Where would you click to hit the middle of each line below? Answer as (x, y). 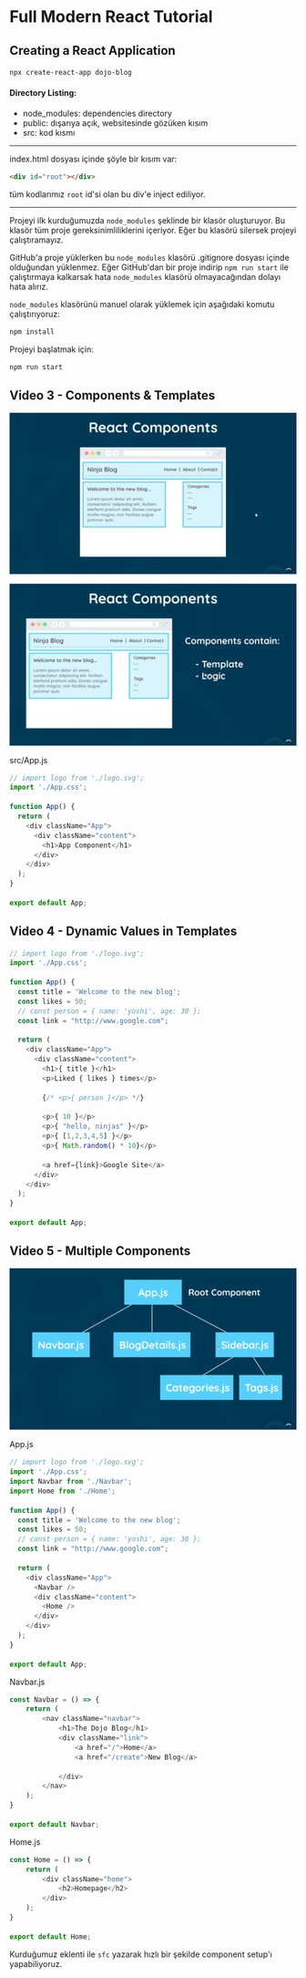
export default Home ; (51, 1937)
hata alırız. (29, 286)
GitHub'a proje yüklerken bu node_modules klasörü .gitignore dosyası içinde (149, 257)
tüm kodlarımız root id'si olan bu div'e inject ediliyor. (107, 194)
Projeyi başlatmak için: (51, 349)
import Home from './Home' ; (63, 1491)
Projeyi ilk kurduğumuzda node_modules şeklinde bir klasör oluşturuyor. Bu (147, 220)
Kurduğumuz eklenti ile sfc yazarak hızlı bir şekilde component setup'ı (141, 1954)
